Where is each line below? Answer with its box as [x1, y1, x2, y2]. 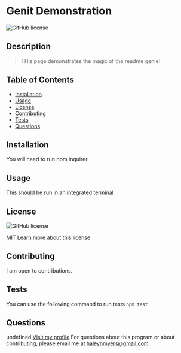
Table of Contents [6, 75, 75, 85]
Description [6, 41, 51, 52]
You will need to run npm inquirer [6, 156, 88, 163]
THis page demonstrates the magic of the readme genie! [20, 57, 161, 64]
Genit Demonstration [6, 4, 112, 18]
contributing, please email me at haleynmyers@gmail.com [6, 340, 149, 347]
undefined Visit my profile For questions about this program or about [6, 334, 175, 341]
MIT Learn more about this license [6, 234, 91, 241]
